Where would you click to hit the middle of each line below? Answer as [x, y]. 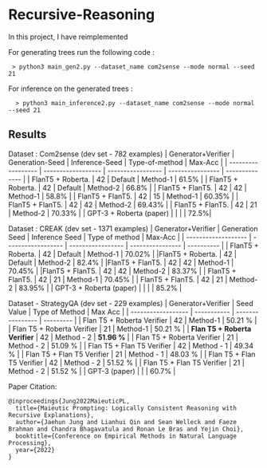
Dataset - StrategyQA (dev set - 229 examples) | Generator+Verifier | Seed [131, 303]
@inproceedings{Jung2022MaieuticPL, [69, 401]
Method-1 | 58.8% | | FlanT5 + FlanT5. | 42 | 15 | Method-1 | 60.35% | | [124, 196]
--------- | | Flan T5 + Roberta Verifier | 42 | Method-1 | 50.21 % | [150, 320]
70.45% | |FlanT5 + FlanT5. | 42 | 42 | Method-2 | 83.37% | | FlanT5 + [122, 271]
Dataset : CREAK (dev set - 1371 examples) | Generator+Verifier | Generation [133, 228]
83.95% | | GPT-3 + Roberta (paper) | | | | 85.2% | [100, 288]
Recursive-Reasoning [82, 15]
